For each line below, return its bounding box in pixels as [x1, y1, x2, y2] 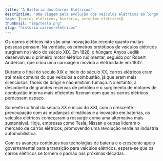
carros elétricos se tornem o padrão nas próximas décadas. [5, 150, 125, 157]
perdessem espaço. [5, 95, 45, 101]
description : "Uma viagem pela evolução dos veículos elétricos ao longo [5, 12, 159, 17]
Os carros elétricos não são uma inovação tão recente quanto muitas [5, 39, 144, 45]
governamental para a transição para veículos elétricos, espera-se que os [5, 145, 154, 151]
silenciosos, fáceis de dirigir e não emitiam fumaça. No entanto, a [5, 79, 137, 86]
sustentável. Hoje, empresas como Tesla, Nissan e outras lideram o [5, 120, 141, 126]
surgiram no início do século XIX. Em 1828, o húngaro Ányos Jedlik [5, 49, 140, 55]
